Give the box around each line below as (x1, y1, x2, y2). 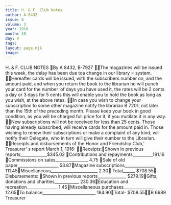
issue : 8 (5, 17, 24, 22)
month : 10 (5, 31, 27, 36)
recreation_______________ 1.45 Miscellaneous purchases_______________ (5, 184, 155, 190)
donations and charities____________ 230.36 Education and (5, 178, 129, 185)
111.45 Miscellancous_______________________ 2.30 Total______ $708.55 (5, 167, 154, 174)
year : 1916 (5, 27, 29, 32)
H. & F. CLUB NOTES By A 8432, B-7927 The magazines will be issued (5, 64, 162, 71)
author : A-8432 (5, 12, 38, 17)
